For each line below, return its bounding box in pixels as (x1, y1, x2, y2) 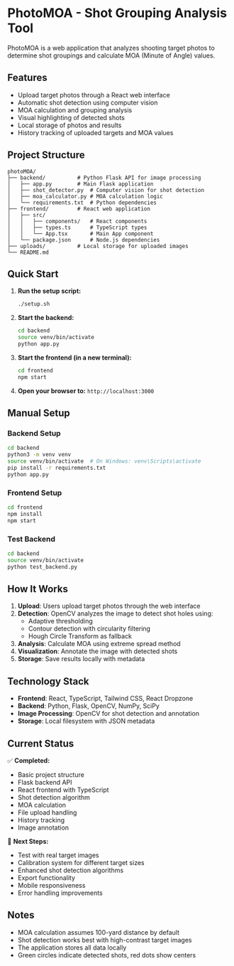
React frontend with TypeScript (17, 785, 109, 794)
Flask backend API (17, 778, 72, 786)
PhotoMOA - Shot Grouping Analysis (7, 5, 228, 21)
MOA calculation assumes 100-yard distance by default (17, 928, 179, 936)
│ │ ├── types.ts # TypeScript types (7, 224, 147, 231)
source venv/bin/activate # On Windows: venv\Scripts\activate (7, 458, 201, 465)
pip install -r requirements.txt (7, 464, 106, 471)
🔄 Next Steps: (7, 837, 49, 845)
